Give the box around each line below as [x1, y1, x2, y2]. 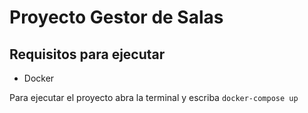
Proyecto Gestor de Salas [9, 6, 224, 29]
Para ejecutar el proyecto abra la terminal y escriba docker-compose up [9, 92, 299, 103]
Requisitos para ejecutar [9, 46, 166, 63]
